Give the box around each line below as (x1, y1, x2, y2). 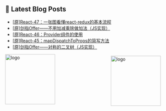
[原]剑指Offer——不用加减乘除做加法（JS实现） (12, 25, 111, 31)
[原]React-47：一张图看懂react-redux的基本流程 (12, 18, 112, 25)
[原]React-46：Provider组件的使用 (12, 31, 83, 37)
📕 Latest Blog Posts (5, 5, 66, 13)
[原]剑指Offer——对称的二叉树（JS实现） (12, 43, 97, 50)
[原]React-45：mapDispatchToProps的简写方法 (12, 37, 110, 43)
